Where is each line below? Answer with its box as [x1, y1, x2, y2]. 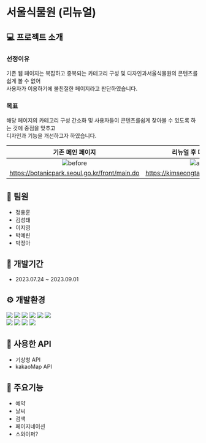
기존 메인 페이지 [53, 148, 96, 157]
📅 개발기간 [6, 259, 44, 270]
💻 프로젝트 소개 [6, 32, 63, 42]
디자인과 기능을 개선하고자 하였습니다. [6, 132, 97, 140]
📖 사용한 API [6, 339, 51, 349]
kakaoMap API [15, 363, 52, 371]
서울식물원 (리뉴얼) [6, 6, 96, 20]
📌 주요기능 [6, 382, 44, 393]
